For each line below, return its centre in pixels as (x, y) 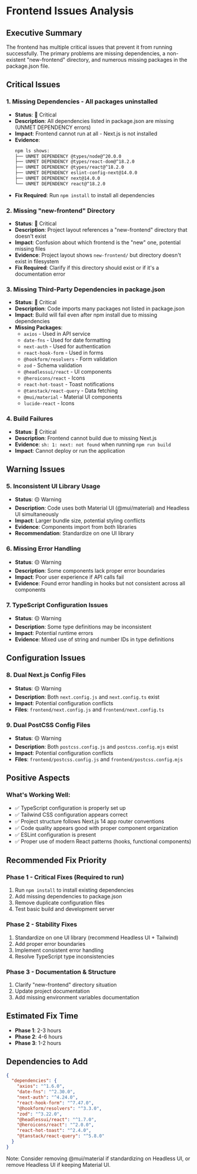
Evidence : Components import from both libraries (76, 527)
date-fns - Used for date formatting (67, 340)
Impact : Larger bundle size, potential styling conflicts (80, 520)
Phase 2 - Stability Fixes (42, 924)
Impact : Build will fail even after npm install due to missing (86, 315)
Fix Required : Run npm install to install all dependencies (85, 195)
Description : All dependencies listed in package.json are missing (94, 121)
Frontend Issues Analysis (70, 11)
